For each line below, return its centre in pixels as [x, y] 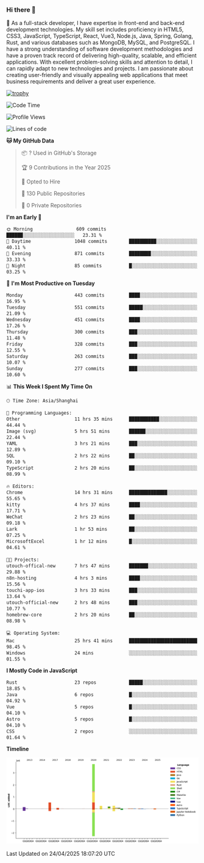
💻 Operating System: [33, 633]
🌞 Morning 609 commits [56, 229]
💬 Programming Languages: [39, 413]
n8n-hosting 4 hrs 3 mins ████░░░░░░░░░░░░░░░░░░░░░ [102, 578]
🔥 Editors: [20, 487]
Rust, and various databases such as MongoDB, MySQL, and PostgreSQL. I [100, 43]
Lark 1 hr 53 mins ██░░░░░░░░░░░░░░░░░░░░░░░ [102, 529]
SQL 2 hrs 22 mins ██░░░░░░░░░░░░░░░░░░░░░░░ [102, 456]
